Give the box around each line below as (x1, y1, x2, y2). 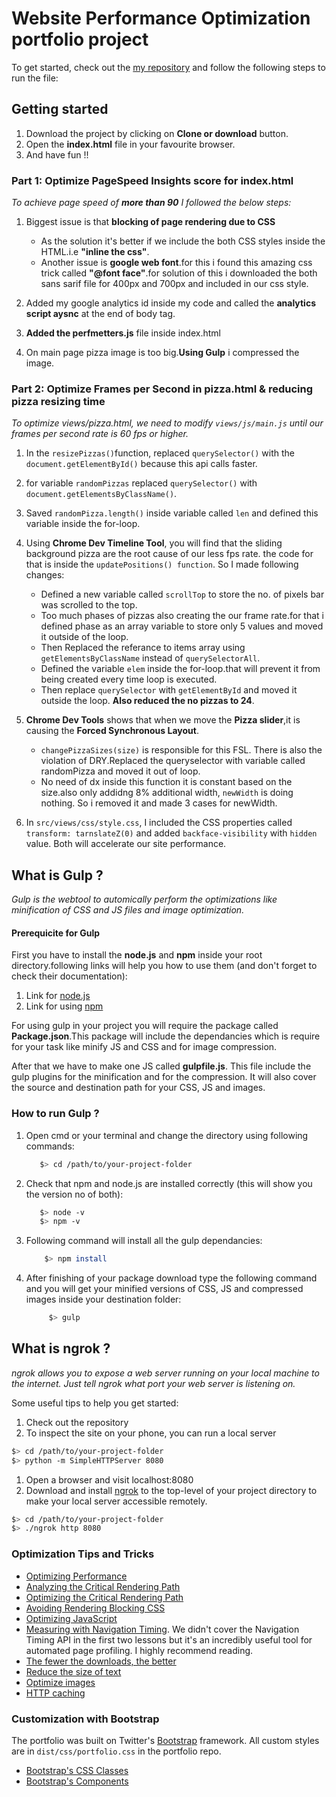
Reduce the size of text (25, 1665, 122, 1677)
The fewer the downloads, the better (25, 1655, 177, 1667)
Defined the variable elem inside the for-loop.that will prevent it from (40, 663, 321, 675)
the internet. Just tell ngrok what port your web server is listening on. (11, 1377, 296, 1389)
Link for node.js (25, 990, 91, 1002)
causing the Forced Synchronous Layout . (25, 725, 199, 737)
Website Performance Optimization (11, 7, 311, 30)
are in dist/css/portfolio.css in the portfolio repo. (11, 1745, 222, 1757)
